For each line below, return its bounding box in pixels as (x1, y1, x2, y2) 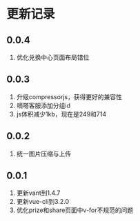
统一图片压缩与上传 (16, 149, 72, 158)
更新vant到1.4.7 (16, 189, 61, 197)
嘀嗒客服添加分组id (16, 101, 70, 109)
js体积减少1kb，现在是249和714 (16, 109, 107, 118)
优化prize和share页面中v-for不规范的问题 (16, 206, 134, 214)
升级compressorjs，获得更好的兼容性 (16, 92, 122, 101)
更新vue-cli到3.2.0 (16, 198, 70, 206)
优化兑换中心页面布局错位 (16, 53, 90, 61)
